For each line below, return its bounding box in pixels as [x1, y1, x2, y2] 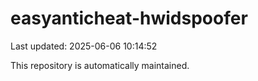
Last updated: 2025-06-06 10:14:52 [10, 40, 158, 52]
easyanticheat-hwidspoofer [10, 7, 248, 30]
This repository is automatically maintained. [10, 59, 190, 71]
